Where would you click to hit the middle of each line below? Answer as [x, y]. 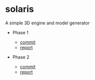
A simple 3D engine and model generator [47, 23]
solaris [19, 9]
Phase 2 [21, 57]
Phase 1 [20, 32]
